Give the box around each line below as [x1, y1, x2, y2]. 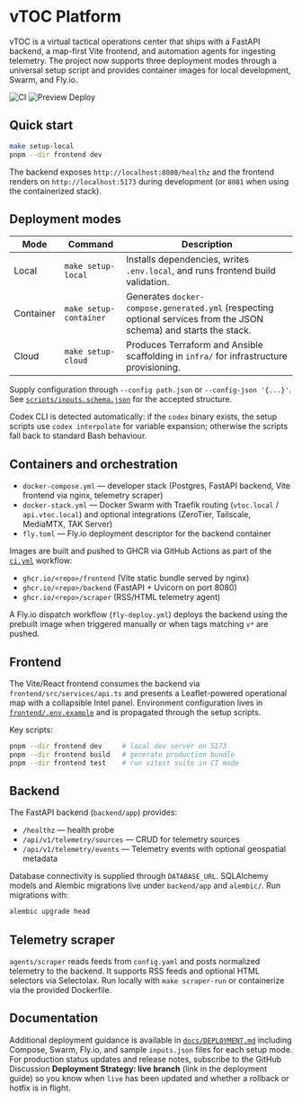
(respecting [224, 301, 274, 314]
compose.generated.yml [125, 303, 223, 314]
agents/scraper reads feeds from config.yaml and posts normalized [9, 956, 261, 967]
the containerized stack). [9, 185, 102, 196]
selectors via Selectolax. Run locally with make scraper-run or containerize [9, 975, 285, 986]
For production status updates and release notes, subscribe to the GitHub [9, 1053, 282, 1064]
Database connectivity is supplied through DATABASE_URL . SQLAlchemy [9, 871, 269, 882]
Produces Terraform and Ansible [125, 339, 263, 352]
